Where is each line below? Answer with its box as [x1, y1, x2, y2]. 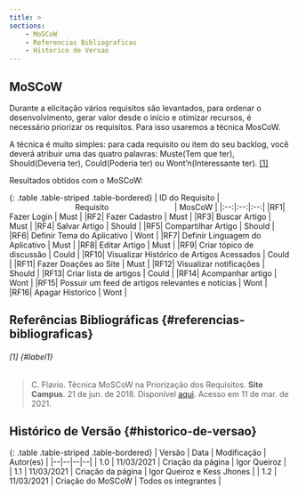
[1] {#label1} [9, 351, 53, 361]
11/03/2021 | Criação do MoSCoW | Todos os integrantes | [9, 475, 221, 486]
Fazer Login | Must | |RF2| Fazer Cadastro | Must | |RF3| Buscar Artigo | [9, 211, 271, 222]
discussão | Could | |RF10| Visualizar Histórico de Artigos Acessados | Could [9, 248, 290, 259]
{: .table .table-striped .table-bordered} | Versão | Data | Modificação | [9, 447, 267, 458]
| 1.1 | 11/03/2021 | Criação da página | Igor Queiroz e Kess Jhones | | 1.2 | [9, 467, 278, 477]
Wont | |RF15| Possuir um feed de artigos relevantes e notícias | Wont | [9, 277, 268, 288]
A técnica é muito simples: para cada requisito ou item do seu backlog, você [9, 139, 289, 150]
